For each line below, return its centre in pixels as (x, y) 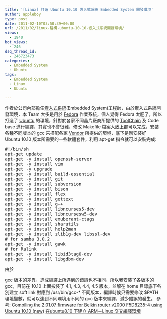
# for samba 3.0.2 (28, 239)
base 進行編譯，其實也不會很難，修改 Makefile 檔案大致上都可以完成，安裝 (82, 127)
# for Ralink (21, 249)
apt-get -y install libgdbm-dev (45, 259)
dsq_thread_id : (21, 51)
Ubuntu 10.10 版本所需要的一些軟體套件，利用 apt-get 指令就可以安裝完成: (81, 139)
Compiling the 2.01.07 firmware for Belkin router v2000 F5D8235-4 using (87, 305)
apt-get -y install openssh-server (49, 159)
